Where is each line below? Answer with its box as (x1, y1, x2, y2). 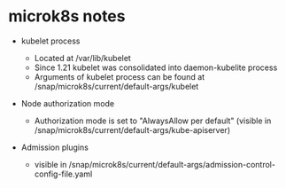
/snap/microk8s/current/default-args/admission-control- (68, 159, 276, 169)
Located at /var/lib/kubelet (34, 52, 132, 63)
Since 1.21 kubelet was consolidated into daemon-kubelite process (34, 62, 278, 73)
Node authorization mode (20, 98, 115, 108)
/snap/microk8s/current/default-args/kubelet (34, 81, 199, 91)
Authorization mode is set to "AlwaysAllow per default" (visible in (34, 115, 272, 126)
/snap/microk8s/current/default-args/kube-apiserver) (34, 124, 231, 135)
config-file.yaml (34, 168, 93, 179)
